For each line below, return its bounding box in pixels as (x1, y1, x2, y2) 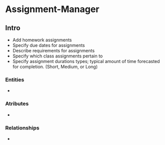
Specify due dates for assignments (12, 42, 85, 48)
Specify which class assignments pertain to (12, 53, 103, 59)
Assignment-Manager (5, 4, 100, 15)
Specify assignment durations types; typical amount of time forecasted (12, 58, 160, 64)
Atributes (5, 100, 29, 107)
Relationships (5, 124, 40, 131)
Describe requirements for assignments (12, 48, 95, 53)
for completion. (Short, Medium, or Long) (12, 64, 98, 69)
